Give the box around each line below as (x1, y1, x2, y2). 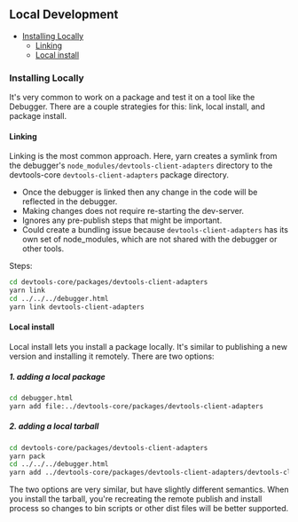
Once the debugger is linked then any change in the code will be (21, 186, 258, 198)
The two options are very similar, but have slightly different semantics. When (9, 484, 289, 495)
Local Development (9, 7, 119, 22)
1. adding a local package (9, 371, 106, 382)
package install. (9, 111, 67, 122)
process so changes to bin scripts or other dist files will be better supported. (9, 503, 289, 514)
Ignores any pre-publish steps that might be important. (21, 215, 223, 225)
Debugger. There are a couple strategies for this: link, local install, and (9, 101, 265, 112)
